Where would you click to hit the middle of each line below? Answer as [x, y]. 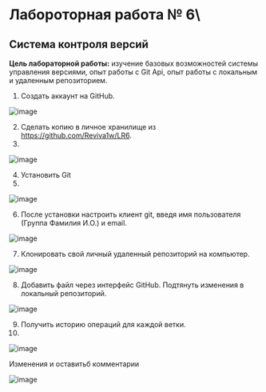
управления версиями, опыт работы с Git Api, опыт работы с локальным [133, 72]
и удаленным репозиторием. [58, 80]
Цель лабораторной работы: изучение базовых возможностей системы [134, 63]
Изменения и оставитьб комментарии [74, 364]
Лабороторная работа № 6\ [105, 15]
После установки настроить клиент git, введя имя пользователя [131, 214]
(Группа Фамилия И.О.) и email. [73, 223]
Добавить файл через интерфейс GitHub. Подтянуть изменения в [132, 285]
